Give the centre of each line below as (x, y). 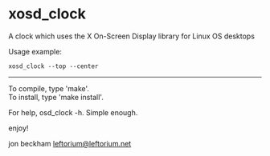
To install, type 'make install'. (56, 97)
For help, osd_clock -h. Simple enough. (73, 112)
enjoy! (18, 128)
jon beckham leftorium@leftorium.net (70, 143)
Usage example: (35, 51)
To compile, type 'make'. (49, 88)
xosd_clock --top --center (53, 66)
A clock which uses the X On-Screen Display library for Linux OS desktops (132, 36)
